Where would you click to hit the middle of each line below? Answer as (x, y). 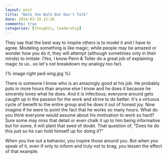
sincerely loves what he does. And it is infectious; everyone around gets (79, 94)
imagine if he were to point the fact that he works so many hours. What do (81, 110)
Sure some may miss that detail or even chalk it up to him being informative (82, 120)
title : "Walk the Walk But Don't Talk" (47, 14)
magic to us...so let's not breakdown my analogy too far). (64, 64)
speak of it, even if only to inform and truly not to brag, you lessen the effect (84, 146)
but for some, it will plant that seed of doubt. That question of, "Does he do (82, 126)
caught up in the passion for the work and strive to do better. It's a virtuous (82, 99)
